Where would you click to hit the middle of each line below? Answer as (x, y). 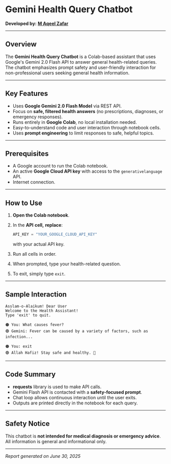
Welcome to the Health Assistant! (42, 311)
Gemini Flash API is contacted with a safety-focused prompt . (77, 392)
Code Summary (31, 375)
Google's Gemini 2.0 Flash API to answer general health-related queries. (81, 62)
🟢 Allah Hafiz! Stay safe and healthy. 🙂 (50, 352)
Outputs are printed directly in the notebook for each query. (75, 403)
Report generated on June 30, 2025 (43, 456)
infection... (19, 337)
